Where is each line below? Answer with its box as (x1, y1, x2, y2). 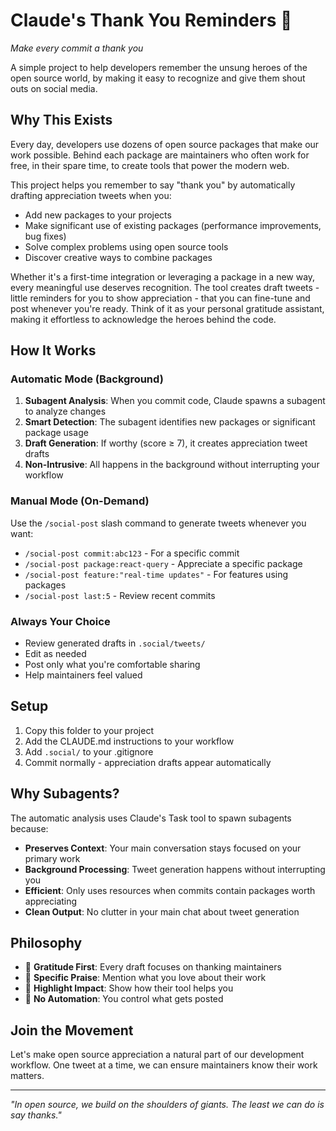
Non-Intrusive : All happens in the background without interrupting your (24, 459, 320, 471)
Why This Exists (10, 112, 113, 129)
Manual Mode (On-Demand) (10, 494, 150, 508)
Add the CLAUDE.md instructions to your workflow (24, 735, 235, 747)
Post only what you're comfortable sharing (24, 659, 201, 671)
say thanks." (10, 1109, 62, 1121)
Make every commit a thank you (10, 42, 144, 54)
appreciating (24, 895, 78, 907)
